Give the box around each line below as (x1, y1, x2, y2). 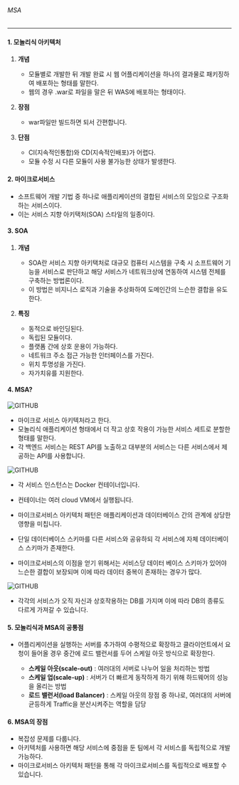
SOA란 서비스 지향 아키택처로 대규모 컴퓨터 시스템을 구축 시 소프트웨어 (28, 258, 224, 267)
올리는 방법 (36, 682, 67, 690)
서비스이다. (31, 201, 62, 209)
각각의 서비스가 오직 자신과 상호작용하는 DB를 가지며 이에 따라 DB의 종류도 (17, 596, 225, 605)
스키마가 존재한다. (25, 544, 75, 552)
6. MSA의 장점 (7, 717, 48, 726)
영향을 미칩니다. (17, 520, 62, 528)
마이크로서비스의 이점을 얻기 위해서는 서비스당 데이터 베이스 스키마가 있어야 (17, 559, 228, 567)
